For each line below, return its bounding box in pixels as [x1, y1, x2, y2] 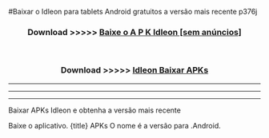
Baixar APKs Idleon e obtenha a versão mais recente [8, 105, 182, 115]
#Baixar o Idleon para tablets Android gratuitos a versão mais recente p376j [8, 7, 258, 16]
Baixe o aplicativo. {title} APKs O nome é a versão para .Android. [8, 120, 222, 130]
